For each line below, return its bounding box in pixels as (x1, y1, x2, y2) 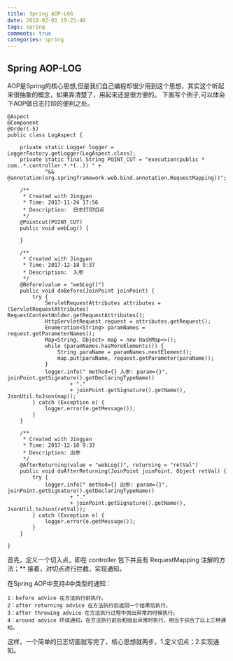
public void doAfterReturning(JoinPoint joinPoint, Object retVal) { (20, 467, 227, 475)
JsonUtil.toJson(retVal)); (7, 506, 86, 513)
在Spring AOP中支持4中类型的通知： (7, 579, 113, 587)
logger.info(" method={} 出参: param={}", (44, 481, 169, 488)
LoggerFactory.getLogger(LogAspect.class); (7, 150, 136, 157)
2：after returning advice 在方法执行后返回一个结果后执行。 (7, 601, 171, 609)
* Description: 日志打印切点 (22, 206, 105, 214)
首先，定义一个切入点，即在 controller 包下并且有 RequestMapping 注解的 (7, 555, 220, 564)
